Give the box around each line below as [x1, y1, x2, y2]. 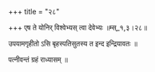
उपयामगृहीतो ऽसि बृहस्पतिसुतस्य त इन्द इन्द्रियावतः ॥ [8, 39, 138, 48]
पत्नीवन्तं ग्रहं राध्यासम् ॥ [8, 55, 68, 64]
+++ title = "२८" [8, 7, 60, 16]
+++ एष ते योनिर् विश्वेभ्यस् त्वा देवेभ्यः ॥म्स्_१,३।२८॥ [8, 23, 148, 32]
